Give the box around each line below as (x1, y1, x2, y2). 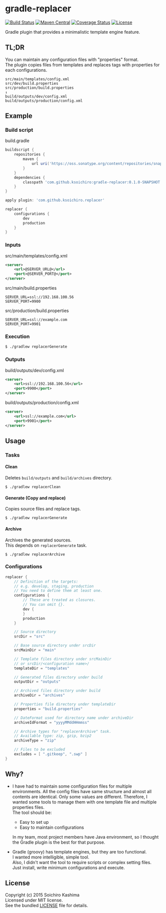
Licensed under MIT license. (5, 897, 63, 903)
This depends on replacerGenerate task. (5, 542, 87, 548)
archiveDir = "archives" (14, 693, 65, 698)
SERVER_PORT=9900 (5, 299, 41, 304)
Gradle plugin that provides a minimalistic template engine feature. (5, 29, 140, 35)
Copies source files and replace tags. (5, 506, 82, 512)
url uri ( (31, 161, 50, 166)
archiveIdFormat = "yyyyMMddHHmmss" (14, 720, 90, 725)
